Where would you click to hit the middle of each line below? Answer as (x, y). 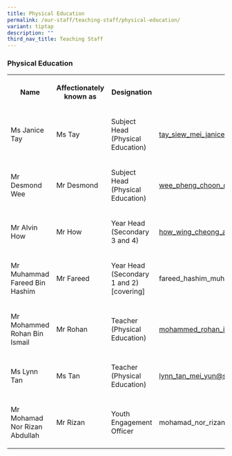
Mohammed (30, 325)
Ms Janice (28, 130)
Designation (132, 92)
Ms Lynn (25, 372)
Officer (122, 431)
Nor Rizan (27, 427)
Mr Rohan (72, 330)
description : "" (30, 33)
